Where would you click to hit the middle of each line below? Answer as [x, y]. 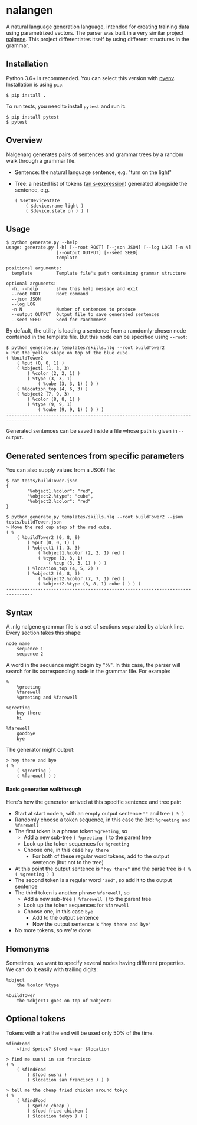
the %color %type [38, 985]
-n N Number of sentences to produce [73, 310]
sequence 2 [30, 654]
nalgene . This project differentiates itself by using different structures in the [98, 39]
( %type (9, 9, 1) [50, 404]
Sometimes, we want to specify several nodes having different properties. [96, 963]
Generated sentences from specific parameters [95, 455]
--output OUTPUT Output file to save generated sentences [86, 315]
